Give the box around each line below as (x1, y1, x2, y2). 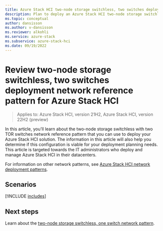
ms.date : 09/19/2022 (5, 43, 47, 48)
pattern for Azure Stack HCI (5, 95, 119, 106)
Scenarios (5, 180, 36, 189)
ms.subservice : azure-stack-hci (5, 39, 70, 44)
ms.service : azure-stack (5, 35, 55, 39)
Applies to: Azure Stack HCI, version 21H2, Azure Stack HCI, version (16, 111, 154, 117)
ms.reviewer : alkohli (5, 30, 49, 35)
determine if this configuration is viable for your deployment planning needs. (5, 142, 158, 147)
